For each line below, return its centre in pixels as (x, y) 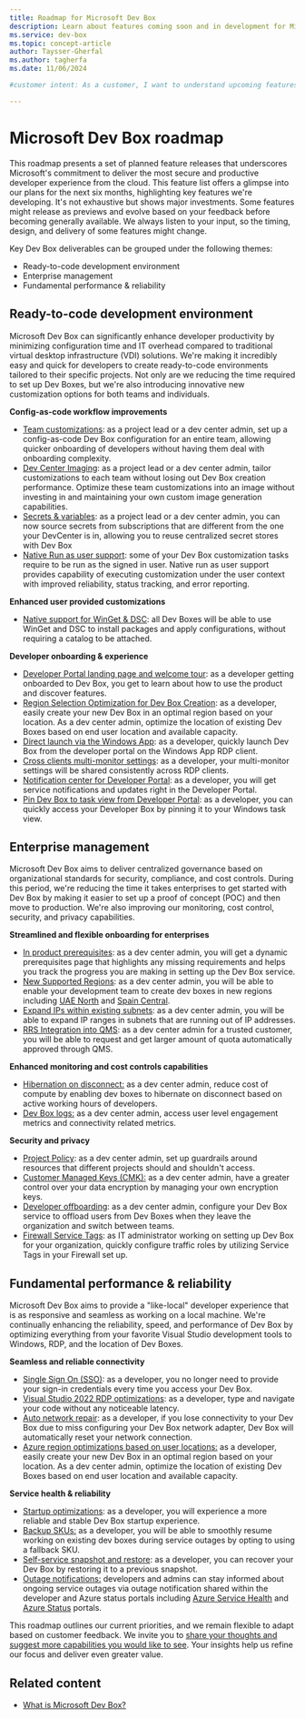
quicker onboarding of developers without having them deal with (143, 448)
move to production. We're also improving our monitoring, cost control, (142, 908)
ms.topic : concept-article (60, 43)
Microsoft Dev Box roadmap (117, 138)
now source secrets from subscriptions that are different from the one (153, 526)
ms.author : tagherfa (49, 60)
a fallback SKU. (51, 1550)
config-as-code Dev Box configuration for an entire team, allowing (147, 438)
